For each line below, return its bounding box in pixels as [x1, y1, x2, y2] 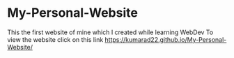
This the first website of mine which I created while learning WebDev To [7, 28, 214, 36]
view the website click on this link [7, 35, 104, 43]
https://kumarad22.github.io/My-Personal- [104, 35, 227, 43]
